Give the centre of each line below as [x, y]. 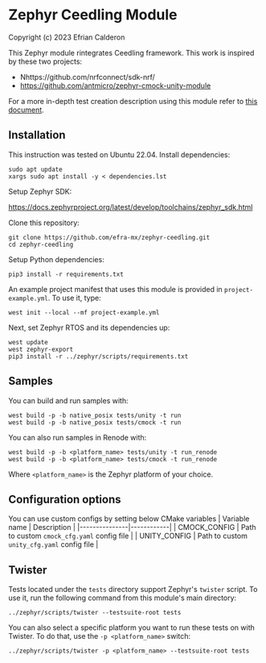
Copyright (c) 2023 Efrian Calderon [67, 37]
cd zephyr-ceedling [41, 244]
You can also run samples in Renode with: [78, 437]
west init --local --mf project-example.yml [84, 312]
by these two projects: [45, 61]
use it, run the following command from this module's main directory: [123, 598]
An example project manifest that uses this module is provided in [115, 289]
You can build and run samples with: [68, 400]
